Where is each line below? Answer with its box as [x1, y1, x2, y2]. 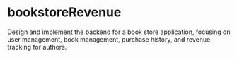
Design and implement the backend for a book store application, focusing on [7, 28, 231, 36]
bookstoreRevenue [7, 4, 122, 21]
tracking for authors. [7, 42, 67, 51]
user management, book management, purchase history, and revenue [7, 35, 211, 43]
